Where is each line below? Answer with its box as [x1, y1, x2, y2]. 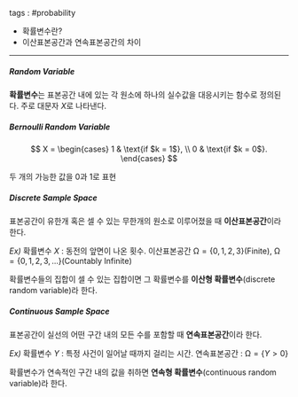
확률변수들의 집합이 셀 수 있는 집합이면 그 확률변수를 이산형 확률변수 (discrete [9, 274, 276, 284]
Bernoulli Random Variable [9, 121, 111, 132]
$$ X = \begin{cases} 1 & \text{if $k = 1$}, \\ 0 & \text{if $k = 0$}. [30, 144, 268, 154]
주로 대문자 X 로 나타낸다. [20, 100, 107, 111]
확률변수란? [21, 26, 63, 36]
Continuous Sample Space [9, 306, 110, 316]
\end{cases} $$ [120, 152, 178, 163]
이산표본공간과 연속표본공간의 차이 [21, 37, 142, 47]
